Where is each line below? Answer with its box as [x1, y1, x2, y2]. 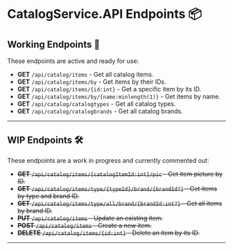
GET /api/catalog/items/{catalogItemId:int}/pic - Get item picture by [17, 170, 223, 178]
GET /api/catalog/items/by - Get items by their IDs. [17, 78, 166, 86]
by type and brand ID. [17, 192, 80, 200]
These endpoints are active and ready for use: [7, 57, 139, 65]
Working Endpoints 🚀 [7, 38, 101, 50]
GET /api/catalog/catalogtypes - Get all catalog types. [17, 100, 176, 108]
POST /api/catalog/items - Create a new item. [17, 221, 152, 229]
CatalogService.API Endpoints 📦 [7, 6, 202, 22]
